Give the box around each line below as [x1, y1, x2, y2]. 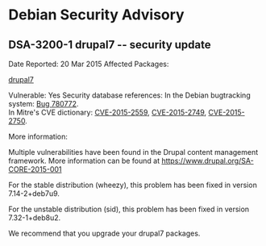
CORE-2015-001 [8, 165, 62, 174]
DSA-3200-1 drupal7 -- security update [8, 38, 211, 52]
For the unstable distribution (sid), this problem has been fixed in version [8, 204, 250, 214]
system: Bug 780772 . [8, 99, 79, 108]
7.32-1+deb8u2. [8, 213, 61, 223]
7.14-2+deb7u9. [8, 189, 60, 198]
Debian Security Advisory [8, 6, 185, 24]
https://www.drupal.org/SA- [160, 156, 254, 165]
